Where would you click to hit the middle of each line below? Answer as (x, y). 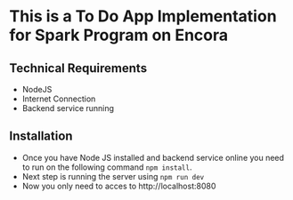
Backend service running (68, 108)
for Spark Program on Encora (119, 35)
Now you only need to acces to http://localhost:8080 (119, 186)
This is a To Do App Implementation (143, 16)
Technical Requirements (78, 68)
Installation (41, 136)
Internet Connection (59, 99)
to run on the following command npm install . (107, 167)
